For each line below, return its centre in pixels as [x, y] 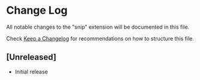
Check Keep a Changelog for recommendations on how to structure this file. [100, 38]
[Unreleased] [31, 57]
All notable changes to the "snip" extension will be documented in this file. [98, 27]
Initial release [31, 72]
